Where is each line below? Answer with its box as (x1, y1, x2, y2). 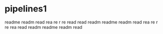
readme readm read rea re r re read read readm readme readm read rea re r (4, 19, 158, 25)
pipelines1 (4, 3, 47, 14)
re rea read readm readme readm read (4, 24, 82, 30)
